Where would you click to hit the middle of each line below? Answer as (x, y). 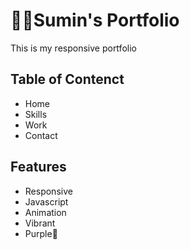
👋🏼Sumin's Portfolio (95, 20)
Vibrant (40, 223)
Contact (41, 135)
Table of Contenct (67, 79)
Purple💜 (41, 233)
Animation (45, 212)
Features (38, 167)
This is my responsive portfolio (73, 48)
